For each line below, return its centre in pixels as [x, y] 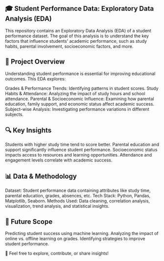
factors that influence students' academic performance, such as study [76, 41]
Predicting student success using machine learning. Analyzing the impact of [82, 234]
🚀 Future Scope [29, 222]
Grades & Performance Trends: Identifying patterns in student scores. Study [82, 88]
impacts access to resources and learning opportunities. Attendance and [79, 155]
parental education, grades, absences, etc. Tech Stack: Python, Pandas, [78, 196]
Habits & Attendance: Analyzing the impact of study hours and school [75, 93]
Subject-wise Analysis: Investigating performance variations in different [77, 109]
